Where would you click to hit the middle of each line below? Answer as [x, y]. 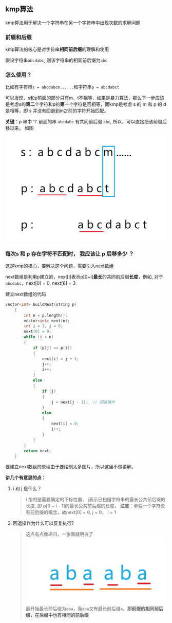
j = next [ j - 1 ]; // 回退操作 [83, 402]
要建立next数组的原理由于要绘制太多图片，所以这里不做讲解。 [71, 467]
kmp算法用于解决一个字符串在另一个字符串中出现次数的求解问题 [73, 23]
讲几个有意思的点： [26, 478]
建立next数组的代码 [26, 294]
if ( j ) [49, 391]
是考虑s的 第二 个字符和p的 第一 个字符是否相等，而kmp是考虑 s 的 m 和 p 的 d [86, 104]
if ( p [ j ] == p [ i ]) [52, 348]
